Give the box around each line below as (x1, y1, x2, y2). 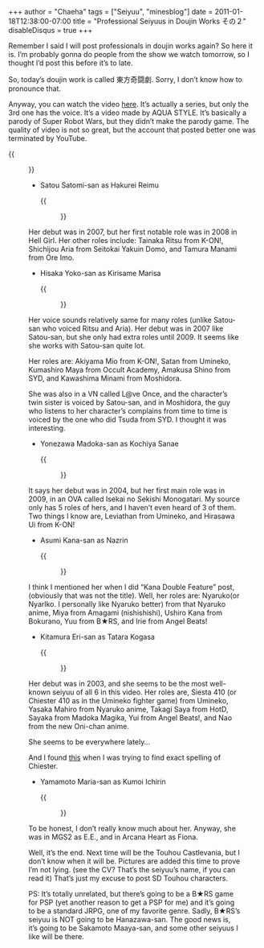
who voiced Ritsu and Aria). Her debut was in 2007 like (42, 324, 224, 333)
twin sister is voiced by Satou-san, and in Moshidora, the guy (28, 398, 231, 407)
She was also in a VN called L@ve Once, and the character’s (28, 390, 228, 398)
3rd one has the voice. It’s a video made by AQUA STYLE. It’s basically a (8, 108, 247, 117)
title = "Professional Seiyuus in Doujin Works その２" (72, 16, 246, 26)
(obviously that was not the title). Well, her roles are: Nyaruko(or (28, 591, 240, 600)
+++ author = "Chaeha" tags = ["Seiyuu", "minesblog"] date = (8, 7, 213, 16)
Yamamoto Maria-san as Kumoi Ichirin (39, 777, 166, 786)
